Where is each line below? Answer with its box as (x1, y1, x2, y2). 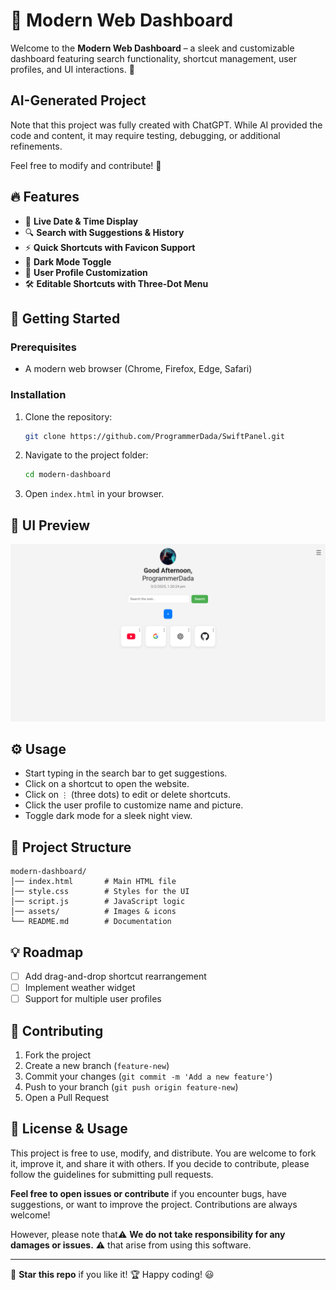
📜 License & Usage (10, 1120, 128, 1138)
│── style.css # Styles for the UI (10, 887, 190, 897)
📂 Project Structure (10, 839, 132, 856)
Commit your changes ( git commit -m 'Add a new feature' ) (24, 1070, 273, 1083)
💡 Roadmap (10, 944, 84, 961)
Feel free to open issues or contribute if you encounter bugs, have (10, 1187, 287, 1199)
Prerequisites (10, 340, 77, 354)
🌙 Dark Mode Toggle (24, 255, 112, 268)
